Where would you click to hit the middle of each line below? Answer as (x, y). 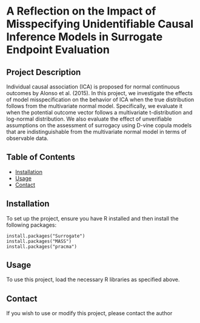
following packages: (32, 225)
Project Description (44, 72)
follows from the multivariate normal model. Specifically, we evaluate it (95, 106)
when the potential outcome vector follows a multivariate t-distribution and (99, 112)
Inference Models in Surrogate (85, 37)
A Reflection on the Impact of (81, 11)
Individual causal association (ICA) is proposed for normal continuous (93, 87)
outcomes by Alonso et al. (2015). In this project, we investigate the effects (99, 93)
